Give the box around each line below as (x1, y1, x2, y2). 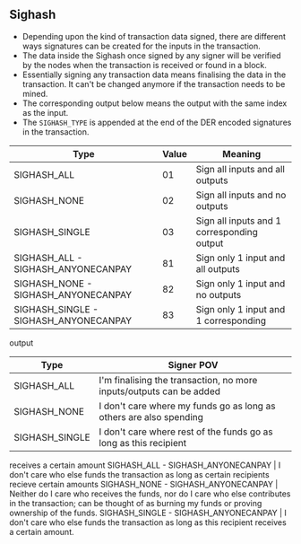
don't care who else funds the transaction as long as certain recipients (9, 469, 271, 479)
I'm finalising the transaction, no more (99, 373, 258, 386)
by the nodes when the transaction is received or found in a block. (21, 59, 267, 70)
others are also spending (99, 410, 204, 423)
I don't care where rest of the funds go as (99, 426, 273, 438)
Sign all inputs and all (195, 162, 285, 175)
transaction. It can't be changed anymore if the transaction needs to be (21, 78, 286, 89)
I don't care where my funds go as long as (99, 399, 276, 412)
